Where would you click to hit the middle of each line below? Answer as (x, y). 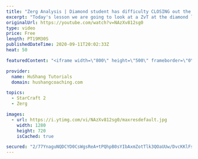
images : (16, 114)
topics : (16, 93)
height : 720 (31, 131)
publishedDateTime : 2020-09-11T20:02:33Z (58, 45)
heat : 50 (17, 50)
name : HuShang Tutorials (42, 77)
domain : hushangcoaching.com (47, 82)
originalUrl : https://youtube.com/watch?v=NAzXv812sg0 (75, 22)
